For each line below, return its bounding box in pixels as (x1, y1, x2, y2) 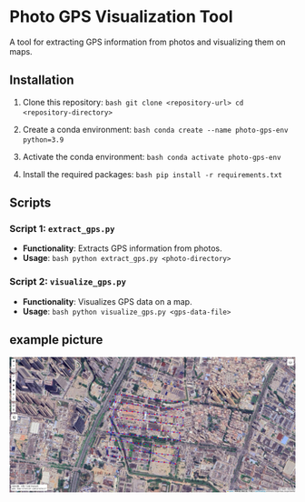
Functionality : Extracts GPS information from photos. (22, 243, 222, 254)
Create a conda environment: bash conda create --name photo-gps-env (22, 124, 289, 135)
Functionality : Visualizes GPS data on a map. (22, 296, 192, 306)
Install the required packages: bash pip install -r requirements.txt (22, 168, 283, 179)
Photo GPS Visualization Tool (9, 6, 233, 27)
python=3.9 (22, 135, 64, 145)
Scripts (9, 196, 52, 211)
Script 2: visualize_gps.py (9, 276, 127, 288)
